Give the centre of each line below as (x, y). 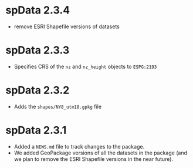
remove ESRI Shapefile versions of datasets (67, 26)
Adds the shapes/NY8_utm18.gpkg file (58, 106)
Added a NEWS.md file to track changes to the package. (79, 146)
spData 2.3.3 (38, 50)
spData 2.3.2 (38, 90)
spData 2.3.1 (36, 130)
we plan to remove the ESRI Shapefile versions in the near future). (94, 159)
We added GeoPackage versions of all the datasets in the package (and (100, 153)
